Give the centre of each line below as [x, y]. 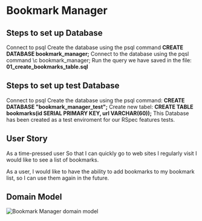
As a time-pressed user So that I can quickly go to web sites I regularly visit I [102, 153]
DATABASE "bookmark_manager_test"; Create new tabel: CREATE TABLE [100, 107]
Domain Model [34, 197]
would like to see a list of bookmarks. [53, 160]
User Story [27, 139]
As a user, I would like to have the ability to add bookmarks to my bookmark [100, 171]
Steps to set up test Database [63, 86]
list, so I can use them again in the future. [58, 178]
